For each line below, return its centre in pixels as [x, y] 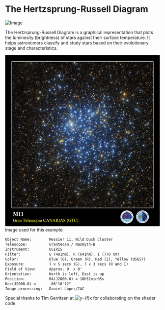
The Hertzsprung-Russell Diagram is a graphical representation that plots [79, 32]
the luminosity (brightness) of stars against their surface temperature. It [78, 38]
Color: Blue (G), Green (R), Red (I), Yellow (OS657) [76, 259]
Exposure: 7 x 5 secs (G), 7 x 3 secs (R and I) [67, 264]
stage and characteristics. [31, 48]
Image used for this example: [34, 230]
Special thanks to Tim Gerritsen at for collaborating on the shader [81, 298]
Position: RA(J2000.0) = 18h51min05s [55, 279]
